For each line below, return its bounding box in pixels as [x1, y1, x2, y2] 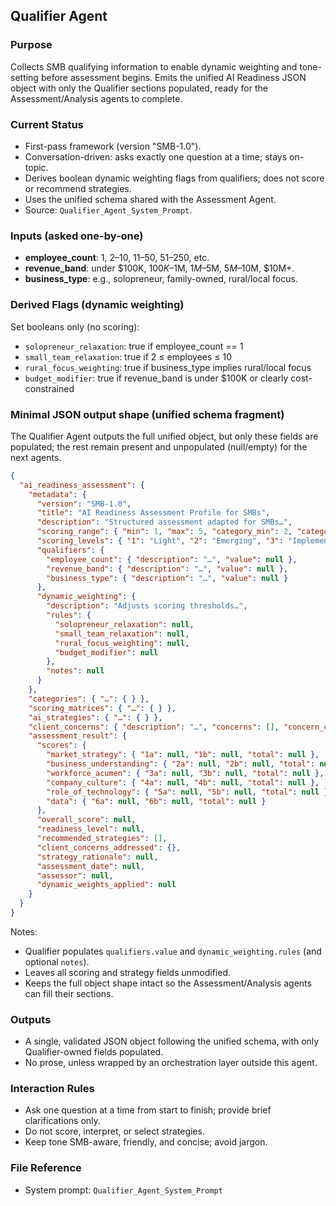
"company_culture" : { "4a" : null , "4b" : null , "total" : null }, [46, 777, 320, 788]
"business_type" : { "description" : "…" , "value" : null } [46, 573, 289, 583]
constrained [24, 382, 75, 394]
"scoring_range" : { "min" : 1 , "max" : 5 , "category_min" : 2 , [36, 527, 293, 537]
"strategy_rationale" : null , [36, 852, 159, 862]
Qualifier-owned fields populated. [24, 1046, 164, 1058]
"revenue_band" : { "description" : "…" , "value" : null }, [46, 564, 289, 574]
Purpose [10, 38, 53, 52]
